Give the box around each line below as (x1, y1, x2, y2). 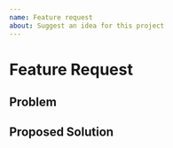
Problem (9, 95, 58, 110)
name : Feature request (9, 12, 93, 22)
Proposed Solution (9, 125, 114, 140)
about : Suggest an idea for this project (9, 21, 165, 30)
